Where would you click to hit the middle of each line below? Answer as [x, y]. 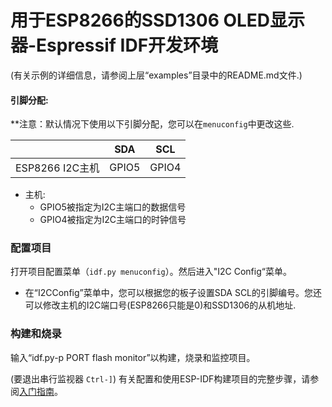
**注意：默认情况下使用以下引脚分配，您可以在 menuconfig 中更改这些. [152, 124]
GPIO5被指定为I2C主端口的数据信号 [113, 207]
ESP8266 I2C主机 [57, 168]
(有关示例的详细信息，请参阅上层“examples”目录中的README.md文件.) [156, 75]
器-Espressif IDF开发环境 [114, 45]
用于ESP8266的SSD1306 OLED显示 [158, 20]
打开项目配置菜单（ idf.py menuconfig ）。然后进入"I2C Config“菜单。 [151, 272]
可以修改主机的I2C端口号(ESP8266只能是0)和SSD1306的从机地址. [160, 305]
